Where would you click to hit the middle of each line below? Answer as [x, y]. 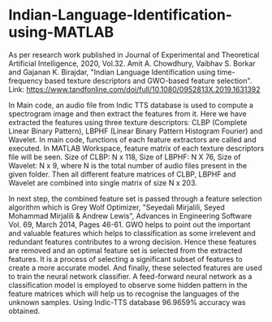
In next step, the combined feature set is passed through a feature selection [135, 198]
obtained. [24, 311]
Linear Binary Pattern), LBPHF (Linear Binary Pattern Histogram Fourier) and [136, 131]
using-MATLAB [61, 32]
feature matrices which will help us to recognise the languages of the [124, 294]
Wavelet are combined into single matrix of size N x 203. [103, 183]
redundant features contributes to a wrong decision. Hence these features [133, 241]
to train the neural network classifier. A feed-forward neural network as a [130, 276]
